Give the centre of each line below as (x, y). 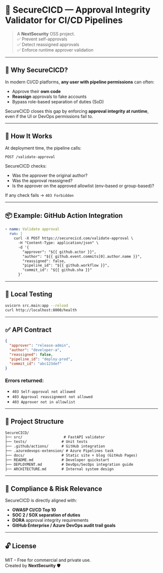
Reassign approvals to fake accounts (49, 96)
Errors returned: (24, 381)
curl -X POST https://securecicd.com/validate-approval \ (73, 238)
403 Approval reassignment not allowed (52, 397)
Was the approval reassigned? (42, 180)
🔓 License (21, 546)
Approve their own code (36, 91)
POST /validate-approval (30, 157)
